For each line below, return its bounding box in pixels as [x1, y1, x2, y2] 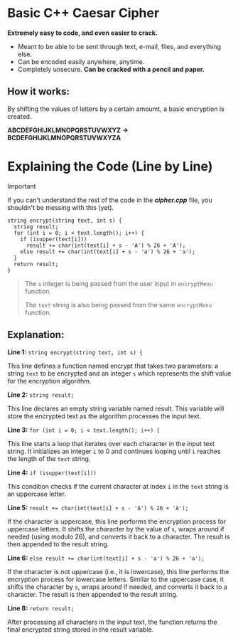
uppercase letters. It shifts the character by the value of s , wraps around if [7, 524, 225, 533]
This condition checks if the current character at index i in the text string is [7, 482, 229, 490]
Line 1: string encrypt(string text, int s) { [7, 347, 144, 356]
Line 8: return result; [7, 603, 75, 613]
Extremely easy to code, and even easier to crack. [7, 28, 158, 37]
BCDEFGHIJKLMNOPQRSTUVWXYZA [7, 133, 121, 142]
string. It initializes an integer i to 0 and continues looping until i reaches [7, 447, 221, 455]
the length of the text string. [7, 454, 91, 463]
